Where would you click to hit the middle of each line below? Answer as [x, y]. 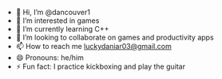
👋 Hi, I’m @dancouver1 [53, 12]
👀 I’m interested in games [57, 21]
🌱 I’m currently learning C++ [62, 29]
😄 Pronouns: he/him [50, 58]
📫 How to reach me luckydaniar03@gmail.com [93, 46]
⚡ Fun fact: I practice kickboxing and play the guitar [101, 66]
